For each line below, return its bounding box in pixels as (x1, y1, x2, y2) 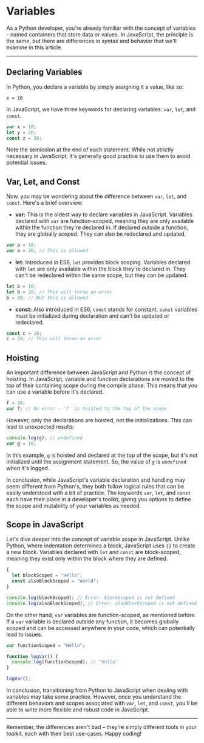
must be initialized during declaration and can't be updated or (15, 312, 170, 320)
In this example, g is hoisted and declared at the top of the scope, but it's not (6, 451, 198, 459)
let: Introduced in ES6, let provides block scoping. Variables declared (15, 258, 191, 265)
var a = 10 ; (6, 242, 36, 248)
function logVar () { (6, 653, 59, 660)
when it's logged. (6, 464, 50, 471)
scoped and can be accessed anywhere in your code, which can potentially (6, 624, 195, 631)
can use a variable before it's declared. (6, 388, 104, 395)
